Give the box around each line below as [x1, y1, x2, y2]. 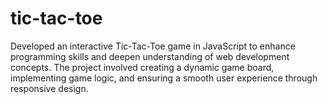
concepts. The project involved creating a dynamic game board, [10, 61, 275, 73]
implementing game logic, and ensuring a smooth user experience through [10, 72, 318, 84]
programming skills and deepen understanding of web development [10, 50, 290, 62]
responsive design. [10, 82, 89, 94]
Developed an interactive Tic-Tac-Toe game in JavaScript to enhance [10, 40, 296, 52]
